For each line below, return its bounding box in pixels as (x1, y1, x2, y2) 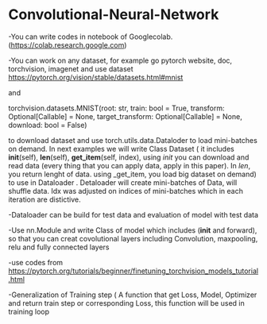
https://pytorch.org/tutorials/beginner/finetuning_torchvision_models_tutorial (8, 266, 259, 276)
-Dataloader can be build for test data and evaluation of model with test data (8, 210, 259, 219)
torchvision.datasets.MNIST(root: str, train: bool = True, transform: (8, 103, 225, 113)
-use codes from (8, 257, 64, 267)
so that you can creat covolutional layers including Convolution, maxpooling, (8, 233, 258, 243)
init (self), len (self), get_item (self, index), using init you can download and (8, 152, 250, 162)
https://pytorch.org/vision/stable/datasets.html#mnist (8, 72, 184, 82)
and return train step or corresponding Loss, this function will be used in (8, 298, 245, 307)
